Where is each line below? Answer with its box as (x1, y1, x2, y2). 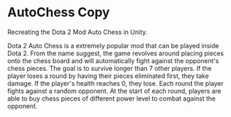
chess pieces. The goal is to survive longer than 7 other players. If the (7, 64, 212, 72)
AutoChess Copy (7, 4, 110, 21)
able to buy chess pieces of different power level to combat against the (7, 94, 216, 103)
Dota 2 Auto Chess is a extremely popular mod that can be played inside (7, 41, 219, 50)
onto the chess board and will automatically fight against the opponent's (7, 56, 219, 65)
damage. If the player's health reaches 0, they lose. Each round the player (7, 79, 224, 87)
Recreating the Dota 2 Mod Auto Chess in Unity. (7, 28, 148, 36)
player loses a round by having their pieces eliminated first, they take (7, 72, 210, 80)
